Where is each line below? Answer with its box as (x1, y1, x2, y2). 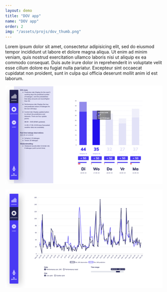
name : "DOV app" (5, 19, 39, 24)
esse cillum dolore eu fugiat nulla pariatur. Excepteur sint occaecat (5, 65, 142, 71)
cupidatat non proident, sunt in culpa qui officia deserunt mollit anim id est (5, 70, 158, 76)
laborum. (5, 76, 24, 82)
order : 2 (5, 24, 23, 29)
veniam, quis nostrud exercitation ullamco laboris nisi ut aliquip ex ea (5, 54, 147, 60)
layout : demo (5, 8, 32, 13)
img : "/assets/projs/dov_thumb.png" (5, 29, 81, 35)
